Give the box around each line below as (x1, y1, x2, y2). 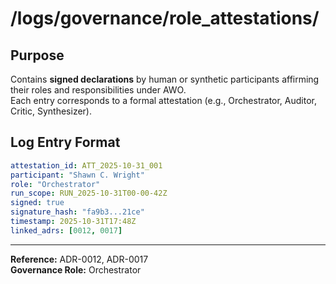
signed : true (10, 198, 65, 208)
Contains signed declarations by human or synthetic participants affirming (10, 73, 320, 85)
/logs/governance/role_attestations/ (10, 7, 320, 30)
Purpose (10, 47, 65, 64)
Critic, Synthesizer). (10, 105, 92, 117)
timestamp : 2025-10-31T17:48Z (10, 217, 137, 227)
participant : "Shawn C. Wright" (10, 170, 145, 180)
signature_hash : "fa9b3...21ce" (10, 207, 145, 217)
